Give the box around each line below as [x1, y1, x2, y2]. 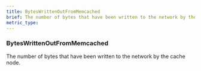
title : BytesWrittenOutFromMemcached [6, 8, 100, 15]
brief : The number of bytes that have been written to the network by [6, 14, 186, 20]
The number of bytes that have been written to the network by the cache [6, 53, 185, 60]
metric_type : [6, 20, 39, 25]
